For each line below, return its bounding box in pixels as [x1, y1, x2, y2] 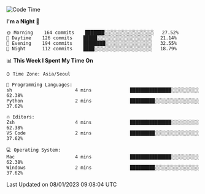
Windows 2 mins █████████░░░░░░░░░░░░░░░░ [6, 165, 199, 171]
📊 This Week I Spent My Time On [6, 57, 93, 64]
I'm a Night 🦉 [6, 18, 40, 25]
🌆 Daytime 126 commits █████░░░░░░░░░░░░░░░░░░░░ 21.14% [6, 35, 177, 41]
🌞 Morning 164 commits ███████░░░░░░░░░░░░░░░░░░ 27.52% [6, 29, 179, 36]
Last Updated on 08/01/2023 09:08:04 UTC [6, 181, 117, 188]
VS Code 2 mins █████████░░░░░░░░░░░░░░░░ [6, 130, 199, 136]
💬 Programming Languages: [6, 82, 72, 88]
